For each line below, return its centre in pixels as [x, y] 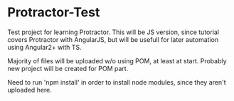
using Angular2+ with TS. [44, 47]
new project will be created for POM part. [68, 68]
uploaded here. [30, 90]
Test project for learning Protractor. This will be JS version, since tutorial [113, 32]
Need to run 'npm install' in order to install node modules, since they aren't [117, 82]
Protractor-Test [54, 12]
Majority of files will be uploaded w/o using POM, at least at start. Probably [117, 60]
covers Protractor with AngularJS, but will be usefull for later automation [113, 39]
